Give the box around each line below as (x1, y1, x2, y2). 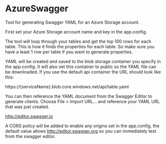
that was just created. (5, 104, 50, 109)
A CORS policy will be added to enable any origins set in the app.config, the (5, 123, 160, 129)
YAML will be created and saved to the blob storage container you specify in (5, 58, 161, 64)
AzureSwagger (5, 3, 68, 14)
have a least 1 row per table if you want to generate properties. (5, 49, 133, 55)
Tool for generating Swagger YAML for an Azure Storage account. (5, 19, 140, 25)
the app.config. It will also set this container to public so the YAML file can (5, 64, 157, 70)
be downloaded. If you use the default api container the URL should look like (5, 69, 161, 74)
